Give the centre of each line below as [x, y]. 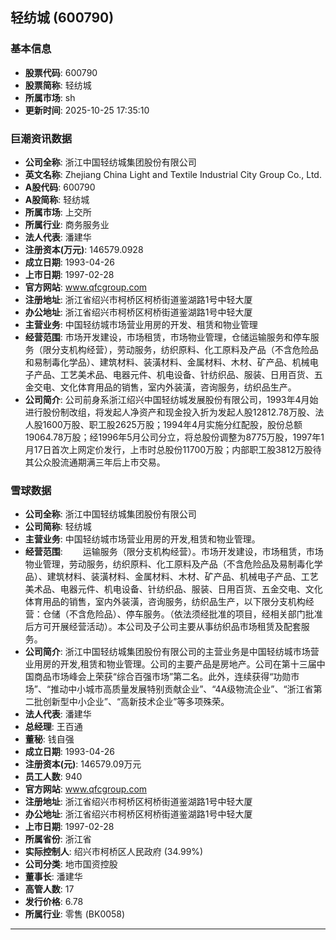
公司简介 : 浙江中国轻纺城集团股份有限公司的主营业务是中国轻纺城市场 [167, 652]
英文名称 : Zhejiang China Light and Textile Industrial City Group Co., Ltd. [173, 174]
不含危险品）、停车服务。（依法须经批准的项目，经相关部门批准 [195, 614]
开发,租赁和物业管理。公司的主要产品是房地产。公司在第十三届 [188, 664]
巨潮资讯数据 [41, 138]
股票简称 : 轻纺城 [58, 85]
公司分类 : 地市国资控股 [71, 864]
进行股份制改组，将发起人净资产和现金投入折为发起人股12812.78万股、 [170, 412]
